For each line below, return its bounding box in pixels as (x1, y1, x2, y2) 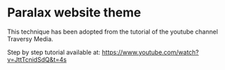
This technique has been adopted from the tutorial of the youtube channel (7, 27, 218, 36)
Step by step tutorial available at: (7, 48, 100, 56)
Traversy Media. (7, 34, 54, 43)
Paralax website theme (7, 5, 142, 21)
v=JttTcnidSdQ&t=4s (7, 55, 67, 63)
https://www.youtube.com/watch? (101, 48, 199, 56)
